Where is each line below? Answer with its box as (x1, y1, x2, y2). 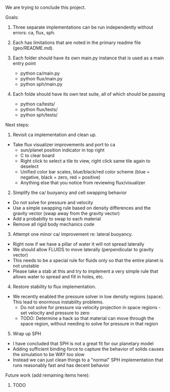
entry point (12, 60, 36, 66)
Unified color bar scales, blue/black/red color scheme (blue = (20, 169, 150, 175)
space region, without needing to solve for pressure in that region (20, 321, 158, 326)
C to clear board (20, 153, 55, 158)
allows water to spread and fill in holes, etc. (12, 274, 104, 279)
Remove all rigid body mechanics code (12, 221, 94, 227)
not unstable (12, 263, 39, 269)
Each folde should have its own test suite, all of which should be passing (12, 91, 165, 97)
